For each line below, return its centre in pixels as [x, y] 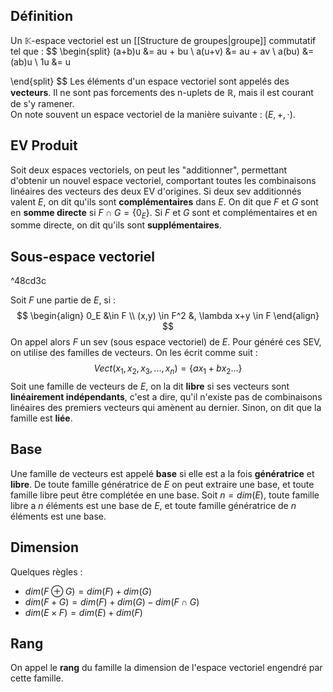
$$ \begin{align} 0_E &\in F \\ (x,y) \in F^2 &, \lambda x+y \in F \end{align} [168, 316]
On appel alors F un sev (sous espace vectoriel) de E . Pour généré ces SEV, [166, 342]
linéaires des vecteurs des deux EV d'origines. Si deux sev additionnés [156, 191]
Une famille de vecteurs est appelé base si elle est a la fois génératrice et [162, 473]
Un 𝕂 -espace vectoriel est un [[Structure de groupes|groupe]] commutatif [163, 40]
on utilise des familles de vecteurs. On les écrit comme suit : [134, 353]
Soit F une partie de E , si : [63, 300]
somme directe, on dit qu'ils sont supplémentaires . [116, 225]
